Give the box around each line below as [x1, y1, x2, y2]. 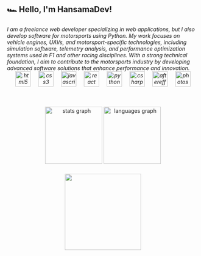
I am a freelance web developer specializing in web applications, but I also [7, 26, 196, 33]
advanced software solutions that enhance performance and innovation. [7, 65, 190, 72]
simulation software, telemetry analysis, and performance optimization [7, 45, 186, 52]
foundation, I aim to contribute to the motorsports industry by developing [7, 58, 191, 65]
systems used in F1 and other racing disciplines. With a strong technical [7, 52, 188, 59]
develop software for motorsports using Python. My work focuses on [7, 32, 180, 40]
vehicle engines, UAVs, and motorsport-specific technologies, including [7, 38, 187, 46]
